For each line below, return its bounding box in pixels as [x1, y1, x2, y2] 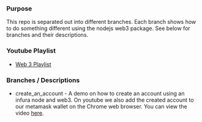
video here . [15, 109, 44, 116]
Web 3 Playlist [15, 60, 51, 68]
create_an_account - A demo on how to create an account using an [15, 90, 185, 97]
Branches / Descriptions [6, 75, 80, 84]
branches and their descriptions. [6, 31, 89, 39]
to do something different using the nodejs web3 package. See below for [6, 25, 191, 32]
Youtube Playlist [6, 47, 56, 55]
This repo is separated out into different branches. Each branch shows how [6, 18, 196, 26]
